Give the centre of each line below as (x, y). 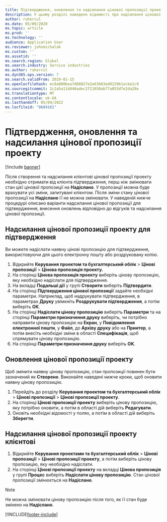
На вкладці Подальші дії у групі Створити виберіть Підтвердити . (82, 285)
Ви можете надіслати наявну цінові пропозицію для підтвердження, (78, 249)
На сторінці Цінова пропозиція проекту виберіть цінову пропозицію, (86, 274)
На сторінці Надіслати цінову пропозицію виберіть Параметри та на (86, 312)
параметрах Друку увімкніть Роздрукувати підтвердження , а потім (86, 301)
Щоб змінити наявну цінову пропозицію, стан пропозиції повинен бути (80, 371)
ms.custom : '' (20, 51)
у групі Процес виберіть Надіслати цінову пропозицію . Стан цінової (86, 475)
